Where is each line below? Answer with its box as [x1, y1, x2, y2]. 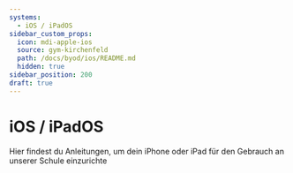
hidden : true [17, 63, 65, 71]
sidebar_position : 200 [9, 71, 93, 79]
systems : [9, 12, 41, 22]
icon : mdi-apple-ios [17, 37, 93, 47]
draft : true [9, 79, 53, 87]
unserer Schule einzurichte [9, 155, 108, 166]
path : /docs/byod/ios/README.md [17, 54, 137, 63]
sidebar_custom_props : [9, 29, 93, 38]
